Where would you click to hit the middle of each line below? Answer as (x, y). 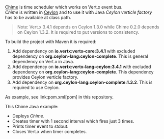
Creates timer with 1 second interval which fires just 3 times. (73, 121)
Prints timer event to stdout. (40, 126)
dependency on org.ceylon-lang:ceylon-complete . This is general (80, 56)
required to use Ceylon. (36, 87)
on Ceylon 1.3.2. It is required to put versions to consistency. (78, 32)
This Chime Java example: (32, 106)
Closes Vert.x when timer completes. (50, 131)
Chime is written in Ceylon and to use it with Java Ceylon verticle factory (79, 12)
